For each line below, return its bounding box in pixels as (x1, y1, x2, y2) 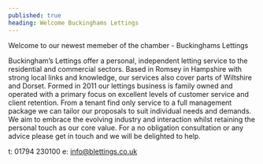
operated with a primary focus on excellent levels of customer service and (8, 89, 250, 99)
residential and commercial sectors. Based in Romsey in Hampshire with (8, 64, 243, 73)
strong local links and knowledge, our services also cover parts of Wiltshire (8, 73, 252, 82)
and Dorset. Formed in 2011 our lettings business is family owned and (8, 80, 233, 91)
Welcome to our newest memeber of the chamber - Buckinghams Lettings (8, 40, 249, 50)
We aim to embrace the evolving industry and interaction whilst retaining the (8, 114, 256, 124)
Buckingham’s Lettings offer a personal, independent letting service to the (8, 56, 248, 65)
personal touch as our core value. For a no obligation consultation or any (8, 123, 244, 132)
